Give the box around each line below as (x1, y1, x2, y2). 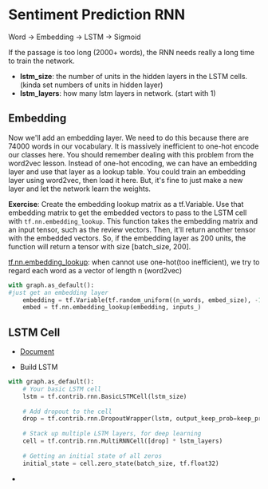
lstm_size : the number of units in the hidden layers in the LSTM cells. (19, 71, 248, 81)
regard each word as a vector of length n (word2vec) (8, 265, 182, 275)
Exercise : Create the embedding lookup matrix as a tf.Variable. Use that (8, 199, 244, 209)
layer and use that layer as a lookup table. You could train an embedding (8, 166, 246, 177)
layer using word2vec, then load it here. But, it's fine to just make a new (8, 175, 243, 185)
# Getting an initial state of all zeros (22, 451, 162, 460)
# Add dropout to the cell (22, 407, 112, 415)
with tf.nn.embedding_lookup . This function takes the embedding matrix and (8, 216, 258, 225)
